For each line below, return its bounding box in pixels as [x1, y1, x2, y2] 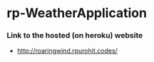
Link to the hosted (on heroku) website [6, 31, 143, 41]
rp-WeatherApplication [6, 5, 148, 21]
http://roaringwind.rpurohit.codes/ [16, 46, 118, 55]
